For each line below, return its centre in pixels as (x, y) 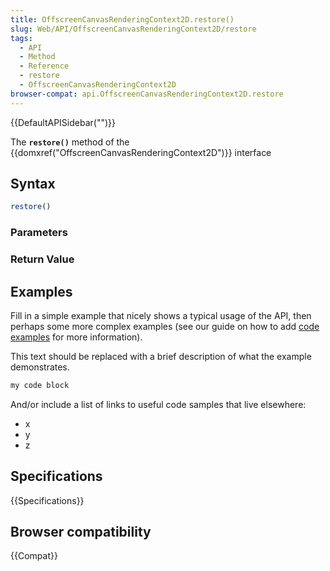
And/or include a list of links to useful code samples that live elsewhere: (158, 404)
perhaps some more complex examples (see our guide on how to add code (165, 326)
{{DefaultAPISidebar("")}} (63, 122)
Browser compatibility (81, 532)
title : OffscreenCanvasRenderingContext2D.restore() (122, 19)
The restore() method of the (70, 142)
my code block (40, 385)
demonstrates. (40, 367)
